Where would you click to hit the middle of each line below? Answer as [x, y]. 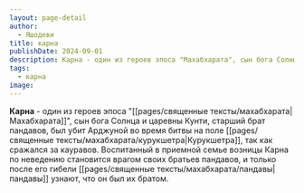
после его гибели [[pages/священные [82, 169]
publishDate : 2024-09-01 [56, 52]
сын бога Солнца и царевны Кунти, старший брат [170, 121]
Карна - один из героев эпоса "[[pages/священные [109, 111]
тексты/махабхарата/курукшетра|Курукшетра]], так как [164, 140]
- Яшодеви [36, 34]
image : [22, 85]
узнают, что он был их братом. [110, 179]
